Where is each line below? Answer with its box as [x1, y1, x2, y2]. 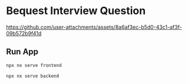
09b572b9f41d [6, 29, 42, 36]
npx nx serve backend [6, 73, 60, 79]
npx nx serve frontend [6, 62, 62, 68]
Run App [6, 47, 39, 57]
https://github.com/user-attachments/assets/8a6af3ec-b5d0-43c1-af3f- [6, 23, 182, 31]
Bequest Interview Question [6, 4, 146, 18]
